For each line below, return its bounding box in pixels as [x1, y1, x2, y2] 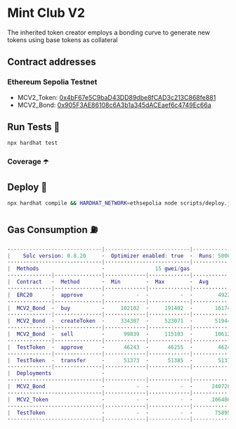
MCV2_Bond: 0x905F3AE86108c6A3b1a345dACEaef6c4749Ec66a [17, 101, 212, 109]
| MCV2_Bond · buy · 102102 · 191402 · [7, 305, 193, 312]
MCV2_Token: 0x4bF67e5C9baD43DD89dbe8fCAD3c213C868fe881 [17, 93, 216, 101]
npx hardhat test [7, 139, 58, 147]
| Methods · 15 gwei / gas [7, 265, 190, 272]
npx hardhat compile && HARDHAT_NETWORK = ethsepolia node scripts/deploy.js [7, 200, 234, 207]
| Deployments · [7, 370, 105, 377]
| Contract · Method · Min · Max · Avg [7, 278, 209, 286]
